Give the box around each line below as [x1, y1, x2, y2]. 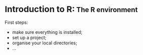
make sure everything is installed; [12, 29, 83, 35]
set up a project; [12, 34, 47, 40]
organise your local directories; [12, 40, 77, 46]
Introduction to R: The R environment [5, 4, 138, 15]
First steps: [5, 19, 28, 25]
